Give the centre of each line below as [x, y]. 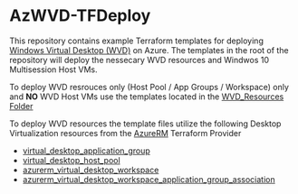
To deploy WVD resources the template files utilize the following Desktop [145, 124]
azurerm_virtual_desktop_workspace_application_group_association [149, 179]
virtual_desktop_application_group [87, 151]
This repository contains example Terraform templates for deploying [137, 41]
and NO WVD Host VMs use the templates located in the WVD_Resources [147, 97]
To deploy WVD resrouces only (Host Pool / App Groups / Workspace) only [149, 87]
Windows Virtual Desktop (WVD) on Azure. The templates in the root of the [149, 50]
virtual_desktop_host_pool [71, 160]
